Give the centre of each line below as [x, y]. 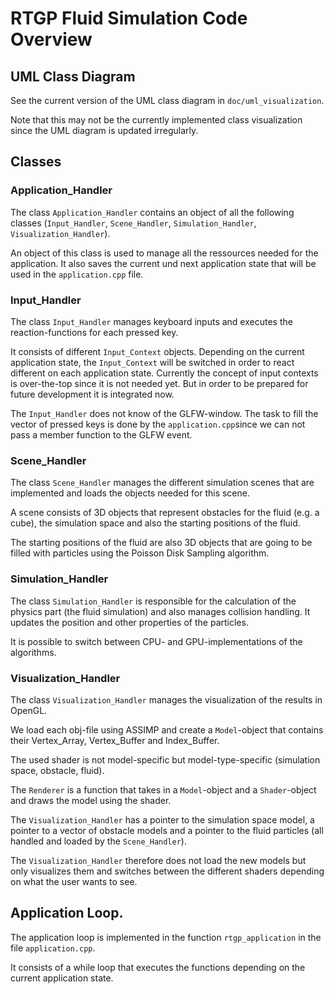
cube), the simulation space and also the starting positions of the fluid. [155, 523]
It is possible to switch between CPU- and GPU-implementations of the [156, 641]
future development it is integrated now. [92, 394]
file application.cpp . [53, 948]
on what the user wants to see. [74, 881]
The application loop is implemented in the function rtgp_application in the [166, 937]
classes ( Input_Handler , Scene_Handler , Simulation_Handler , [133, 223]
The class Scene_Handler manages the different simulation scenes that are [162, 483]
